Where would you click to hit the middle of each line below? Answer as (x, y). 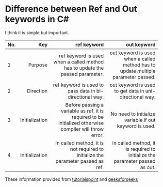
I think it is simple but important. (37, 32)
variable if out (140, 120)
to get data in (129, 91)
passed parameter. (82, 74)
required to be (88, 117)
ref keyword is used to (79, 85)
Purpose (38, 65)
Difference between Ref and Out (71, 9)
